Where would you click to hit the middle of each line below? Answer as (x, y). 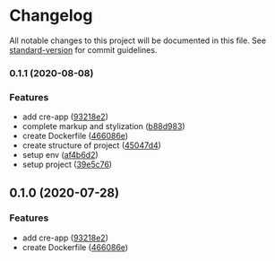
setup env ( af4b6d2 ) (60, 155)
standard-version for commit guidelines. (83, 49)
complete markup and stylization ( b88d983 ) (103, 126)
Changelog (51, 16)
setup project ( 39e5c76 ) (67, 165)
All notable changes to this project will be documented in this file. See (138, 40)
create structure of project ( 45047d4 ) (91, 145)
